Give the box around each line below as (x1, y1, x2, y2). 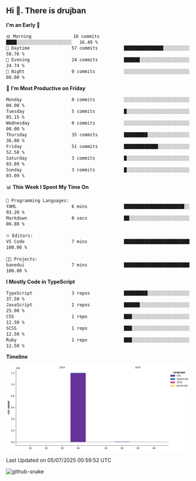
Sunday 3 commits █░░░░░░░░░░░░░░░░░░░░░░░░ (6, 167, 190, 173)
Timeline (6, 353, 28, 360)
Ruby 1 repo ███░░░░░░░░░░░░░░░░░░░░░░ (6, 337, 190, 343)
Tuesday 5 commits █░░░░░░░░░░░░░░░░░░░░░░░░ (6, 108, 190, 114)
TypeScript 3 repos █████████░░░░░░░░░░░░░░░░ (6, 290, 190, 296)
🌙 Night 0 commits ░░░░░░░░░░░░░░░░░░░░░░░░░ (6, 68, 190, 74)
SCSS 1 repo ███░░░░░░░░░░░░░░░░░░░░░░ (6, 325, 190, 331)
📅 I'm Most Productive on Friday (6, 84, 86, 91)
